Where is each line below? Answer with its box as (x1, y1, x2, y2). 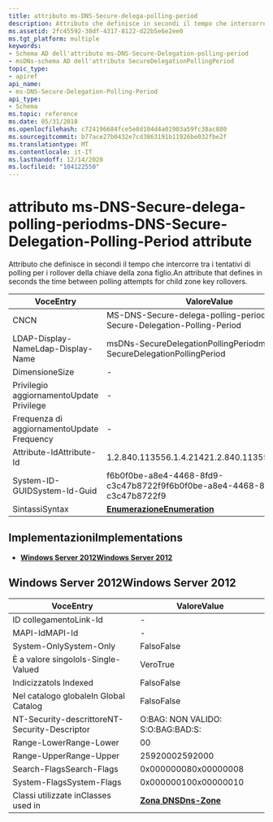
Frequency (12, 434, 54, 445)
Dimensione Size (12, 366, 75, 378)
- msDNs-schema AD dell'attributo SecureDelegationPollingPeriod (8, 58, 234, 66)
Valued (12, 664, 39, 675)
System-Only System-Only (12, 640, 116, 651)
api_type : (8, 95, 42, 103)
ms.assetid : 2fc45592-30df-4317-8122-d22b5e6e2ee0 (8, 27, 184, 35)
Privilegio (12, 379, 49, 391)
